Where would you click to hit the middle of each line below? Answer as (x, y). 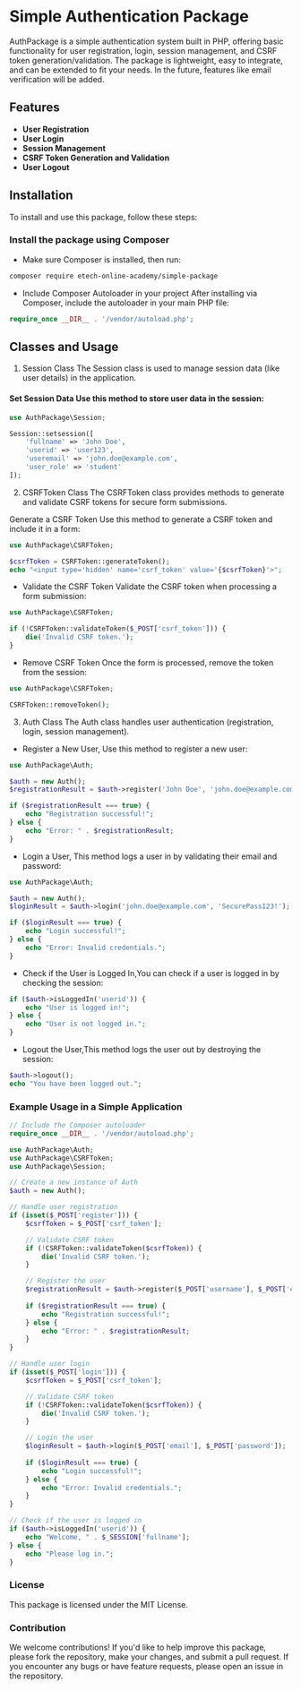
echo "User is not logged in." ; (86, 1024)
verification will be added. (57, 79)
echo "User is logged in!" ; (77, 1008)
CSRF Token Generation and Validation (96, 158)
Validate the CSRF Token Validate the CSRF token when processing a (150, 587)
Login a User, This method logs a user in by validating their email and (150, 856)
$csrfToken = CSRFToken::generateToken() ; (90, 562)
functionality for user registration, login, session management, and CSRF (143, 50)
